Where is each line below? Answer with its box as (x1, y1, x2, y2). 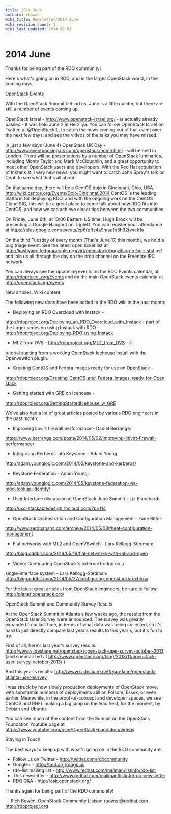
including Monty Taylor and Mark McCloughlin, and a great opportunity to (5, 158, 159, 165)
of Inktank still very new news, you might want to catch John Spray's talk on (5, 169, 165, 175)
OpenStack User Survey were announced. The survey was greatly (5, 616, 144, 622)
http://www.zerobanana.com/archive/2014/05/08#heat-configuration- (5, 525, 153, 531)
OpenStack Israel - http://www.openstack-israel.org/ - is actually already (5, 116, 158, 122)
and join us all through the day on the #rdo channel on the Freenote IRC (5, 253, 155, 260)
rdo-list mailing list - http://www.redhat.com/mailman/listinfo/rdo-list (12, 767, 156, 773)
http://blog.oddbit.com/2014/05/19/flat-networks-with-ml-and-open (5, 550, 148, 557)
